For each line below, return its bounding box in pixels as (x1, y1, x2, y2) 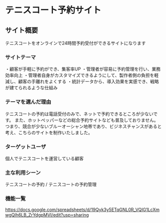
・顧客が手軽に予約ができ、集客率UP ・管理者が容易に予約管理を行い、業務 (5, 66, 161, 72)
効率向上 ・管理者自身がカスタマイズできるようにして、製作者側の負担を (5, 72, 155, 78)
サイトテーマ (5, 53, 36, 60)
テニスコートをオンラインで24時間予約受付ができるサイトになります (5, 40, 146, 46)
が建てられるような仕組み (5, 85, 58, 91)
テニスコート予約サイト (5, 4, 102, 16)
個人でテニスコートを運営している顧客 (5, 155, 84, 161)
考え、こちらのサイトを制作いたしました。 (5, 129, 93, 135)
